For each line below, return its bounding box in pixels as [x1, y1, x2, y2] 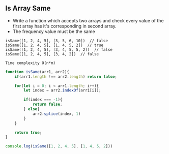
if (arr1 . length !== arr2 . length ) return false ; [14, 74, 117, 79]
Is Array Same [5, 4, 51, 13]
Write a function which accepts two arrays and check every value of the [12, 17, 164, 23]
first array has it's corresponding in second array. [12, 23, 117, 29]
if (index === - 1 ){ [23, 97, 63, 102]
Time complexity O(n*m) [5, 60, 56, 66]
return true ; [14, 130, 42, 135]
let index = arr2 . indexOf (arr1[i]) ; [23, 88, 101, 93]
